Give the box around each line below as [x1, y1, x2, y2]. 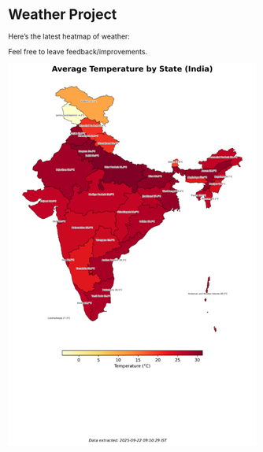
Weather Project [8, 6, 117, 24]
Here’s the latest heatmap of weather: [8, 31, 130, 41]
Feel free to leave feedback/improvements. [8, 46, 148, 56]
